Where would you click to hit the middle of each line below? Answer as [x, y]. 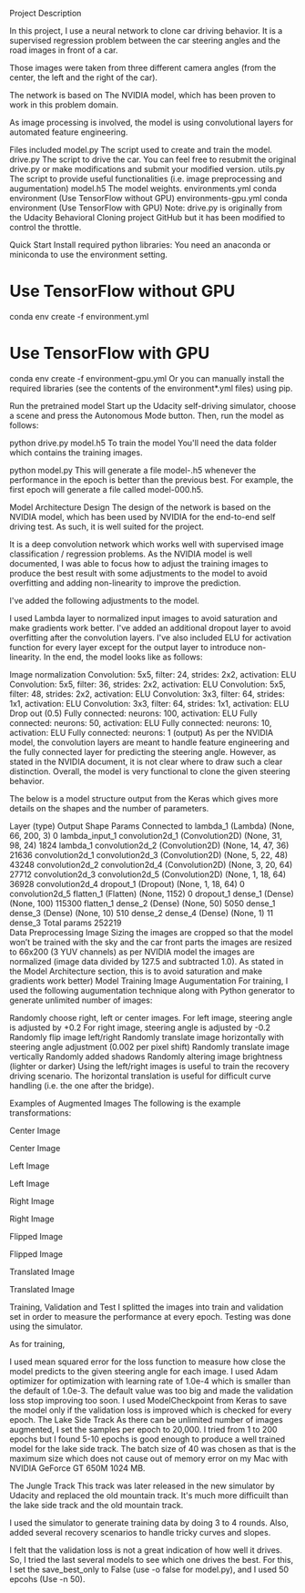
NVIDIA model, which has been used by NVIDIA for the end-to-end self [142, 516]
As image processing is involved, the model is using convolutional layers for [152, 123]
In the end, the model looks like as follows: [123, 657]
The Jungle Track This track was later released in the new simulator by [142, 1486]
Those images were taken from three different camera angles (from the [143, 68]
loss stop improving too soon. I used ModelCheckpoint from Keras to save [148, 1400]
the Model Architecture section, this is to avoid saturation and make [136, 971]
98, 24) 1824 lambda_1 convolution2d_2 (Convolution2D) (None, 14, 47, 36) [149, 845]
